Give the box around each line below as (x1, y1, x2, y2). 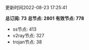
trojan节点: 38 (12, 39, 42, 45)
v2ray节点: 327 (12, 33, 45, 38)
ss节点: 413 (12, 26, 37, 32)
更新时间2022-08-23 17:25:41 (5, 5, 67, 10)
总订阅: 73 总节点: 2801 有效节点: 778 (5, 15, 84, 21)
